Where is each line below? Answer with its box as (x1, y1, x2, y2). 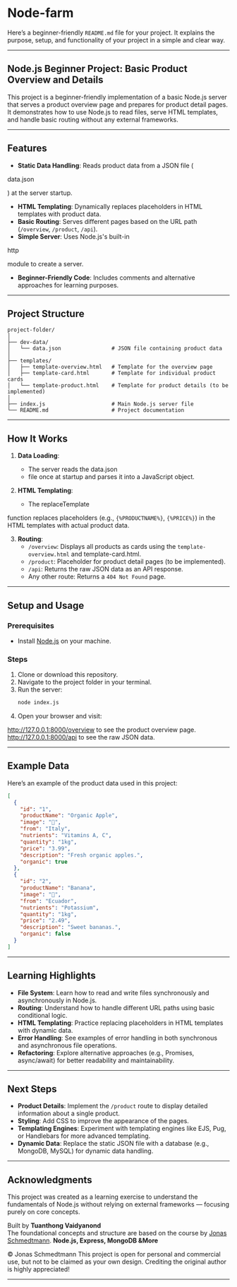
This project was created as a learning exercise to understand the (7, 1192, 198, 1202)
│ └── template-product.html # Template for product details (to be (7, 382, 229, 389)
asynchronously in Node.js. (17, 996, 97, 1004)
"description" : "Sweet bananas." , (20, 924, 121, 931)
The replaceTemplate (28, 500, 90, 509)
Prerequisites (7, 620, 54, 630)
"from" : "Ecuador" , (20, 897, 78, 905)
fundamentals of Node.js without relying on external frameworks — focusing (7, 1200, 230, 1209)
